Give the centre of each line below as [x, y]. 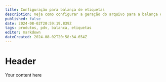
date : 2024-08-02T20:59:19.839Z [38, 23]
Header [21, 61]
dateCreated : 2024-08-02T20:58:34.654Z [46, 37]
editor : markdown [23, 32]
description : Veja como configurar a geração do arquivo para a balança [82, 14]
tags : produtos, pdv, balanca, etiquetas [48, 28]
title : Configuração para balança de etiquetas [55, 10]
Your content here [23, 75]
